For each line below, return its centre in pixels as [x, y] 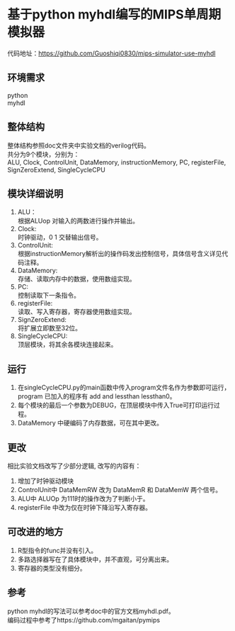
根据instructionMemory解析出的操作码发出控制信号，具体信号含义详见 [120, 254]
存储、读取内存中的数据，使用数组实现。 [76, 279]
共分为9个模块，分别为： [44, 154]
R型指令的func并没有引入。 [57, 550]
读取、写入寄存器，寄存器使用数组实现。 [76, 312]
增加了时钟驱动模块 [46, 481]
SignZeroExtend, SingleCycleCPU [57, 169]
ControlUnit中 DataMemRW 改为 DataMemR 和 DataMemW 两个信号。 [119, 490]
